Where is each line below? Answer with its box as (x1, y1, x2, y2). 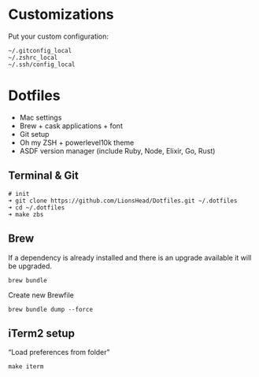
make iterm (8, 363, 44, 371)
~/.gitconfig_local (8, 46, 72, 54)
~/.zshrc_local (8, 54, 58, 61)
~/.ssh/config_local (8, 61, 76, 68)
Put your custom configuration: (8, 31, 109, 41)
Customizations (8, 6, 114, 24)
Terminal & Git (8, 169, 79, 183)
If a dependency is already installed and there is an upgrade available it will (8, 253, 252, 262)
